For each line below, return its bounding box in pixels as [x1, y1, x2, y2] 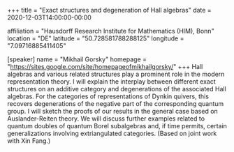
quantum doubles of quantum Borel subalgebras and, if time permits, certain [7, 122, 227, 130]
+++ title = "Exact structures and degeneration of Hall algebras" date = [7, 6, 212, 14]
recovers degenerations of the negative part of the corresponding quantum [7, 100, 224, 107]
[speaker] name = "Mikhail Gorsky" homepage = [7, 55, 147, 63]
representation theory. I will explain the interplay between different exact [7, 77, 217, 86]
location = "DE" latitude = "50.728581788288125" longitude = [7, 34, 184, 43]
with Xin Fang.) [7, 137, 51, 145]
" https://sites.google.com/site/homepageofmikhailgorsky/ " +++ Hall [7, 63, 203, 70]
